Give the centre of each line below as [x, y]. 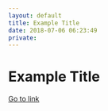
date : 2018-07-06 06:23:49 [53, 30]
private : [23, 38]
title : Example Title [44, 23]
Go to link [24, 99]
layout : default [35, 15]
